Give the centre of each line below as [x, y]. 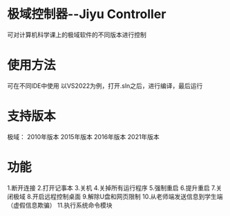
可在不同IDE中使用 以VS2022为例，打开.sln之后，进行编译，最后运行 [105, 85]
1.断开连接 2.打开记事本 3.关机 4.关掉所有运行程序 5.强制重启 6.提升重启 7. [112, 188]
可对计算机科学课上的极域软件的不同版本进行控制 [77, 35]
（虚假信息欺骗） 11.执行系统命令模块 [60, 205]
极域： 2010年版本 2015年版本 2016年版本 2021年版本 [84, 136]
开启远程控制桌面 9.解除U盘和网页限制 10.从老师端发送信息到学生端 [127, 196]
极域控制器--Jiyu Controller [87, 14]
